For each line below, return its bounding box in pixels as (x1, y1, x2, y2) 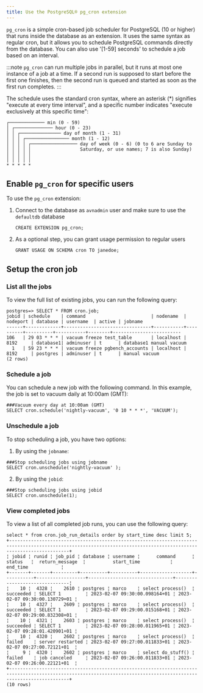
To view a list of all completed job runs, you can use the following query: (6, 520, 188, 528)
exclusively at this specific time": (6, 107, 89, 115)
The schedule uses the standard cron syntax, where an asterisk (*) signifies (6, 95, 197, 102)
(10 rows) (6, 681, 32, 688)
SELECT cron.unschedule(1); (6, 492, 78, 498)
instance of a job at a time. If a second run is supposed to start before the (6, 70, 191, 77)
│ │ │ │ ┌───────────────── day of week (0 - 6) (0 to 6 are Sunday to (6, 141, 192, 147)
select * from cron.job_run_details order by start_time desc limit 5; (6, 532, 192, 539)
